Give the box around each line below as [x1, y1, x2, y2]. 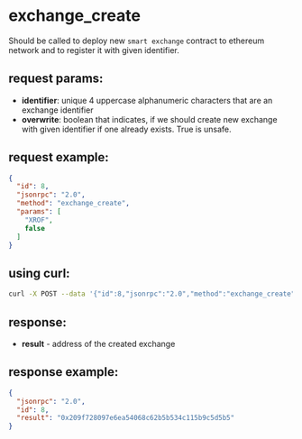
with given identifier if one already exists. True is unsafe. [21, 123, 232, 134]
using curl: [8, 265, 70, 280]
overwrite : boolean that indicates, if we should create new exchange [21, 114, 278, 124]
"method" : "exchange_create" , [16, 199, 130, 208]
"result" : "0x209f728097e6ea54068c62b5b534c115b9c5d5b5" [16, 414, 235, 423]
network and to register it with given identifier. [8, 44, 179, 55]
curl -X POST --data [8, 289, 87, 298]
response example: [8, 364, 119, 380]
